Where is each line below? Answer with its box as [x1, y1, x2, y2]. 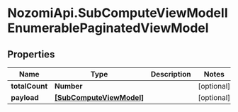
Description [150, 69, 191, 79]
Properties [7, 48, 55, 60]
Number [54, 82, 83, 91]
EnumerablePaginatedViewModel [7, 20, 209, 36]
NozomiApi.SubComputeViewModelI [7, 5, 228, 21]
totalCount [11, 82, 48, 91]
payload [11, 93, 39, 102]
